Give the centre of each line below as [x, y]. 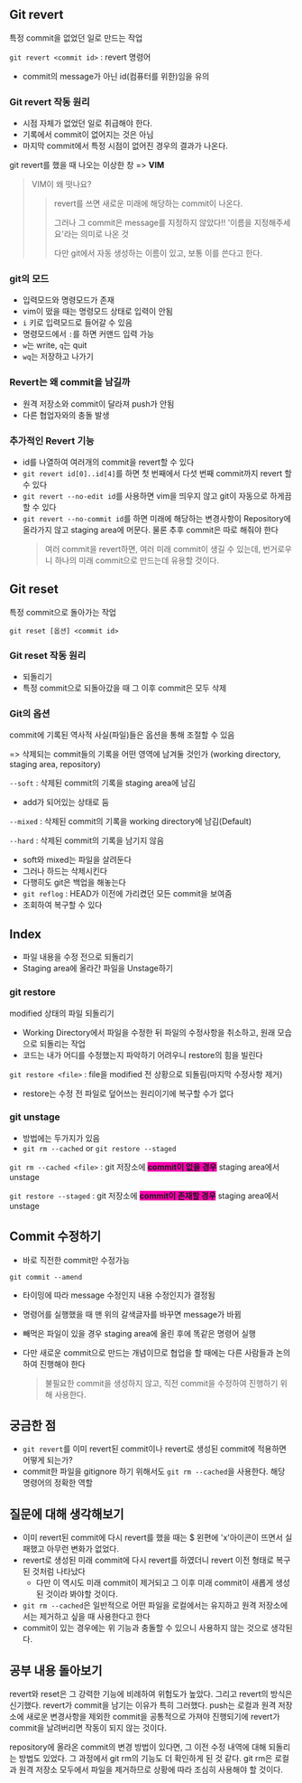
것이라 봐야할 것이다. [82, 1594]
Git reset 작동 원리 [48, 655]
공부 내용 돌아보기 [56, 1670]
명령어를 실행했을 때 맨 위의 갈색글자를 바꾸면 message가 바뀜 [132, 1314]
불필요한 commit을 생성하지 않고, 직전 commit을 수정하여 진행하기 [161, 1383]
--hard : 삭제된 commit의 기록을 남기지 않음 [87, 840]
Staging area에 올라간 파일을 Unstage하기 [98, 968]
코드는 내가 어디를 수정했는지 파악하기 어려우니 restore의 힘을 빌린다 [142, 1055]
